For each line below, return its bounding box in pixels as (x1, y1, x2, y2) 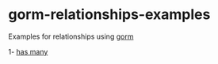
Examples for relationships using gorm (8, 32, 134, 41)
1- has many (8, 47, 48, 56)
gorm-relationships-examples (8, 6, 211, 24)
